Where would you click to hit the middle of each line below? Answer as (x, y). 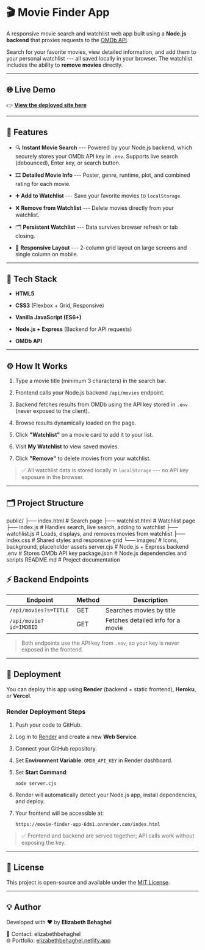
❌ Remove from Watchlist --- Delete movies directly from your (94, 208)
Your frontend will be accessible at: (59, 813)
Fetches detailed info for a (143, 620)
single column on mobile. (47, 254)
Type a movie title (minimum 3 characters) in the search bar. (91, 381)
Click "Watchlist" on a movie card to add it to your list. (84, 435)
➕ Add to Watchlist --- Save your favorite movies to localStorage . (98, 195)
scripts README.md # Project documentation (63, 560)
